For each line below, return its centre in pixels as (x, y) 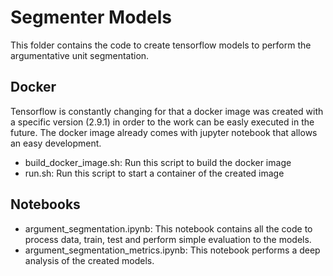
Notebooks (45, 204)
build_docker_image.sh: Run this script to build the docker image (158, 162)
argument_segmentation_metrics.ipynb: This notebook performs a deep (172, 250)
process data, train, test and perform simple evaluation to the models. (168, 239)
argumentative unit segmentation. (80, 55)
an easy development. (56, 143)
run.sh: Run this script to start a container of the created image (154, 173)
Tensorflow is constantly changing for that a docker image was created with (167, 111)
